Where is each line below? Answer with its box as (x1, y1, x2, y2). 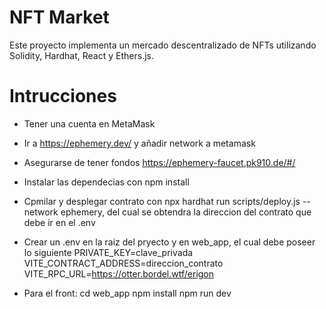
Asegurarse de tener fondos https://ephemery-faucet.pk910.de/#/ (23, 156, 296, 168)
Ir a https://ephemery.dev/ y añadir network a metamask (23, 137, 256, 149)
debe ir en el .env (23, 216, 96, 228)
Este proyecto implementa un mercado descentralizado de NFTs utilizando (9, 39, 317, 51)
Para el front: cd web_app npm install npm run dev (23, 287, 232, 299)
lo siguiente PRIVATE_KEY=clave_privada (23, 246, 194, 258)
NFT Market (9, 6, 110, 29)
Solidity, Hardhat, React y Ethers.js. (9, 49, 154, 61)
